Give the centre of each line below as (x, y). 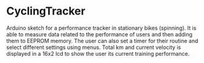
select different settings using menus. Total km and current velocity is (94, 47)
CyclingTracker (46, 11)
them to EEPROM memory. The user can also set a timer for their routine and (102, 41)
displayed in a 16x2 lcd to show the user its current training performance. (98, 53)
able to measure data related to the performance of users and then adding (100, 34)
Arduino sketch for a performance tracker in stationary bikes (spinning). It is (101, 28)
